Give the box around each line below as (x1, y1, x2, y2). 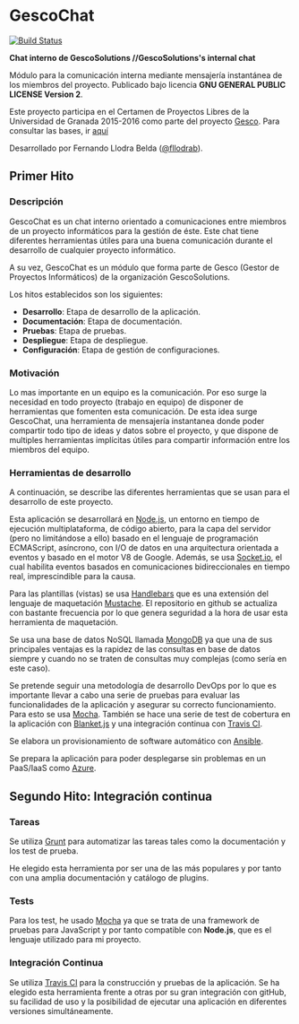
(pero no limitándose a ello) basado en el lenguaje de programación (9, 533, 259, 543)
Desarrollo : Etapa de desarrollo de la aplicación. (21, 306, 201, 317)
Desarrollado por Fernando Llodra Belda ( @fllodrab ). (9, 143, 203, 153)
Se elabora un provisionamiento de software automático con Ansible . (9, 736, 264, 747)
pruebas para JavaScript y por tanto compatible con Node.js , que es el (9, 924, 272, 935)
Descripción (9, 195, 64, 208)
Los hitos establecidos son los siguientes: (9, 289, 163, 299)
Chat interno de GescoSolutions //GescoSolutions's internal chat (9, 52, 256, 63)
